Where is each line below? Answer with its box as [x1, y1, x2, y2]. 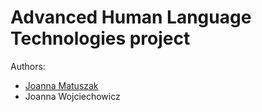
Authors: [10, 60, 46, 72]
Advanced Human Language [10, 6, 252, 29]
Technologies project [10, 27, 191, 50]
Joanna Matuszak [24, 79, 99, 91]
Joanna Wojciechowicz [24, 90, 121, 102]
